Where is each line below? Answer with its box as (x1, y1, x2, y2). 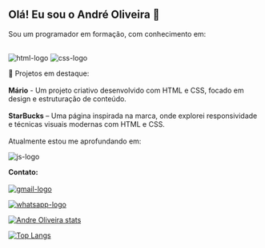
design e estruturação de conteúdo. (8, 93, 126, 104)
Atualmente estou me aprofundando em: (8, 136, 142, 146)
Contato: (8, 167, 38, 176)
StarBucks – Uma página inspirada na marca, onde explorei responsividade (8, 111, 258, 120)
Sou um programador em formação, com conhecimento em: (8, 29, 207, 38)
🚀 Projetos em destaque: (8, 69, 90, 78)
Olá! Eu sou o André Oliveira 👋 (8, 8, 160, 22)
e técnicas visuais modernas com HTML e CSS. (8, 119, 166, 128)
